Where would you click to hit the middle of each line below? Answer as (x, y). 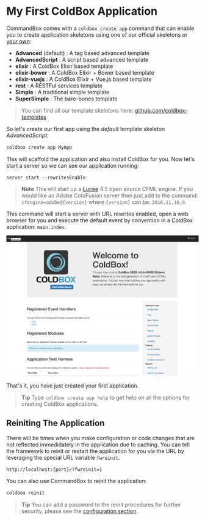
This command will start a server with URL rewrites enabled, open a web (97, 214)
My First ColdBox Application (82, 11)
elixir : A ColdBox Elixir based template (64, 66)
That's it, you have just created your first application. (73, 385)
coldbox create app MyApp (39, 147)
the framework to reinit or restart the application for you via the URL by (95, 451)
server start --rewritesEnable (46, 178)
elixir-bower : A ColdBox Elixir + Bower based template (85, 72)
